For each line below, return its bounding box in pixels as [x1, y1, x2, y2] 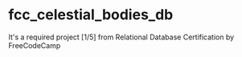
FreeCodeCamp [8, 40, 61, 50]
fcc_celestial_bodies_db [8, 6, 174, 24]
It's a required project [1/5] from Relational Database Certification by [8, 32, 235, 42]
